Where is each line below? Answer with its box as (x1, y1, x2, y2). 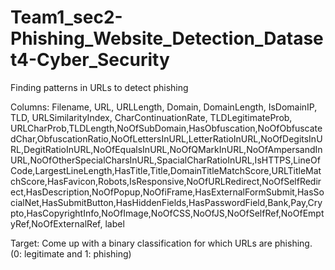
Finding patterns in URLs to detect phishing (10, 81, 189, 93)
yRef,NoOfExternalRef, (10, 217, 103, 230)
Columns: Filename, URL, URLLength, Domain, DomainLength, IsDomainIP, (10, 101, 318, 113)
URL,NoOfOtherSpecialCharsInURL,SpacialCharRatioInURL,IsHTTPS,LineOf (10, 154, 321, 166)
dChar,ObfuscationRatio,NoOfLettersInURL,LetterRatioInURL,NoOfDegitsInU (10, 132, 323, 145)
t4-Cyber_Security (10, 49, 170, 71)
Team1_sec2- (10, 6, 123, 29)
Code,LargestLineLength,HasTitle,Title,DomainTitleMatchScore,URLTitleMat (10, 164, 322, 176)
